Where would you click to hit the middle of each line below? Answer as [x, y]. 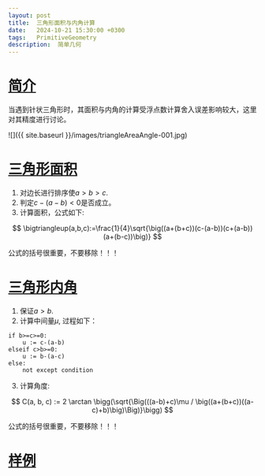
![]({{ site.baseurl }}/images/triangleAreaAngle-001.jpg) [98, 136]
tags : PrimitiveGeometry [52, 37]
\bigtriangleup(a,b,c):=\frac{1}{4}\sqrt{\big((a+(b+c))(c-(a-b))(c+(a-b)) [138, 228]
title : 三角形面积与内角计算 [52, 23]
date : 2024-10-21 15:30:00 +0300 [67, 30]
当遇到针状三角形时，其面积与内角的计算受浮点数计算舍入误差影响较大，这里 [132, 110]
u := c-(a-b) [44, 342]
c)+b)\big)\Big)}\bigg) [127, 410]
